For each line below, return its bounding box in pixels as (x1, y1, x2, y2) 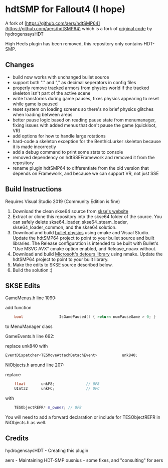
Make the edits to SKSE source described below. (12, 261, 113, 268)
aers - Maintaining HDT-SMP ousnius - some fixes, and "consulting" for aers (5, 457, 163, 463)
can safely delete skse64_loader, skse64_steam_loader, (12, 219, 128, 225)
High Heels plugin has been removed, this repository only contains (5, 40, 143, 46)
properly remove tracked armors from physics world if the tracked (12, 85, 149, 91)
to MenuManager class (5, 323, 53, 329)
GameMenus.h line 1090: (5, 295, 57, 301)
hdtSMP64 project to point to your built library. (12, 256, 109, 262)
